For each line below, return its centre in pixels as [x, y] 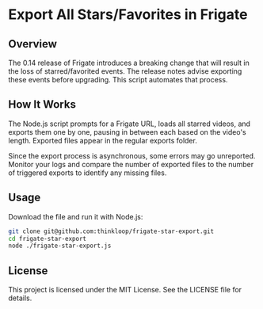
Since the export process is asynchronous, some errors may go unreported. [132, 155]
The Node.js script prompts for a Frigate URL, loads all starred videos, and [130, 124]
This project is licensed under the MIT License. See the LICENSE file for [125, 290]
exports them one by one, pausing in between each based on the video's [128, 132]
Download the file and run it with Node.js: [76, 216]
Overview [33, 44]
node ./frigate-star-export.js [60, 246]
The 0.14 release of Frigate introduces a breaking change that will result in [129, 63]
